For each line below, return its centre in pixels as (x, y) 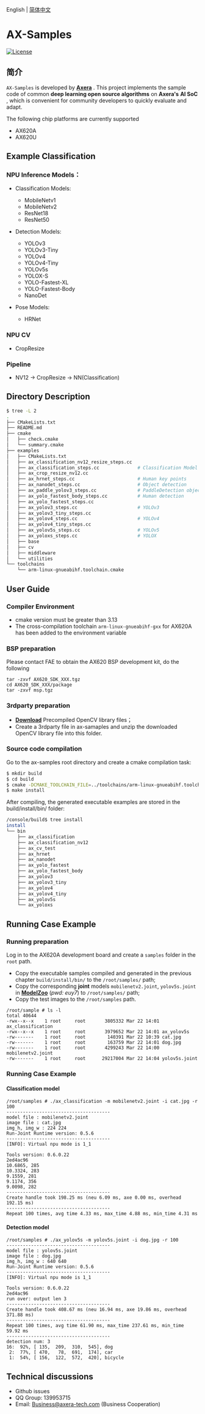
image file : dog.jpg (34, 1256)
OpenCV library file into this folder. (59, 733)
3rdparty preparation (38, 705)
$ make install (26, 790)
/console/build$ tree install (45, 820)
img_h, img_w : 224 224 (37, 1128)
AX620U (26, 137)
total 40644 (21, 1015)
